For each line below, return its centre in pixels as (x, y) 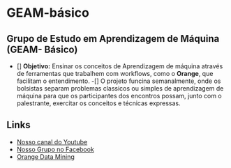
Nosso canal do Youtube (52, 142)
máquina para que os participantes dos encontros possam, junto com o (119, 96)
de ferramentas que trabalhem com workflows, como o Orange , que (115, 74)
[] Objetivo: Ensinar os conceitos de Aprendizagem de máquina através (120, 66)
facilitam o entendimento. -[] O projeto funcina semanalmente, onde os (119, 81)
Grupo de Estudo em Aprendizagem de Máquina (113, 39)
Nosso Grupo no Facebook (55, 149)
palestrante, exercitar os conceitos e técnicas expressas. (98, 103)
